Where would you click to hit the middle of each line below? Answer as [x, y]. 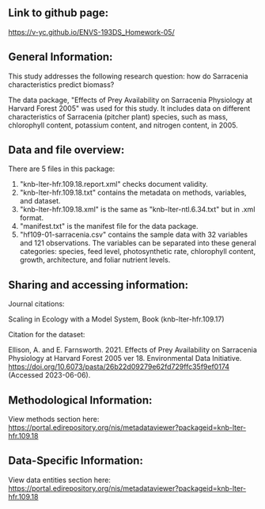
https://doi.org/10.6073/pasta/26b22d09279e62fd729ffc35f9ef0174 [119, 367]
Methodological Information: [80, 400]
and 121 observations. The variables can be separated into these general [138, 243]
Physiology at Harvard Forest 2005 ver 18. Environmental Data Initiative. [125, 359]
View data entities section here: [59, 480]
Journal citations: [36, 304]
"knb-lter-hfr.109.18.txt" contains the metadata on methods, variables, [133, 192]
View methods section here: [54, 420]
